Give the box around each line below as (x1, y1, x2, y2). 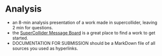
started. (12, 35, 29, 41)
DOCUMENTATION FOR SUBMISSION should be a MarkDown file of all (12, 40, 156, 46)
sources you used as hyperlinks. (12, 45, 78, 51)
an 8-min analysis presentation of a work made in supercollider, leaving (12, 19, 158, 25)
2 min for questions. (12, 24, 53, 30)
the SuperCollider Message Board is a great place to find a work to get (12, 30, 156, 36)
